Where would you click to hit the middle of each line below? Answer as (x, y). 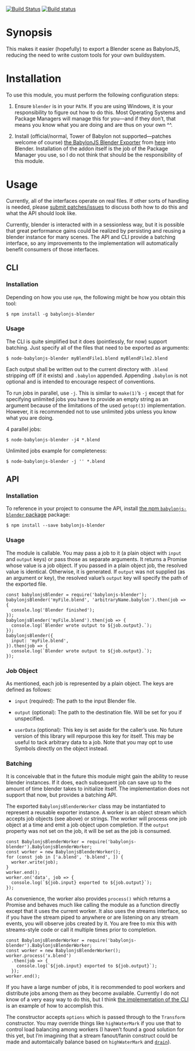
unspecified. (29, 718)
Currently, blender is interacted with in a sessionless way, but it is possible (95, 224)
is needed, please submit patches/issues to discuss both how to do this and (97, 207)
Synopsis (29, 33)
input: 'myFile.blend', (40, 641)
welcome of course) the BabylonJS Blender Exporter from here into (95, 142)
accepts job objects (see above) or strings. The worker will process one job (97, 819)
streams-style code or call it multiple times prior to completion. (81, 930)
